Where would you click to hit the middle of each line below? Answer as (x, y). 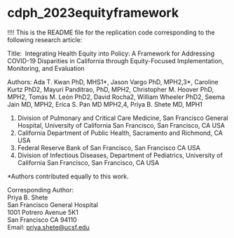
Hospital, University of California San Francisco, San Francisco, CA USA (121, 125)
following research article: (45, 39)
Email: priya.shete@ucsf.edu (48, 227)
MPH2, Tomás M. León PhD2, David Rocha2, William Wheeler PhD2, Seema (116, 97)
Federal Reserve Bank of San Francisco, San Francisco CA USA (109, 147)
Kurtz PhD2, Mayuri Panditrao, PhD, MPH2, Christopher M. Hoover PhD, (111, 89)
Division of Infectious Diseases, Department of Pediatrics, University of (120, 155)
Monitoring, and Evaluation (46, 68)
